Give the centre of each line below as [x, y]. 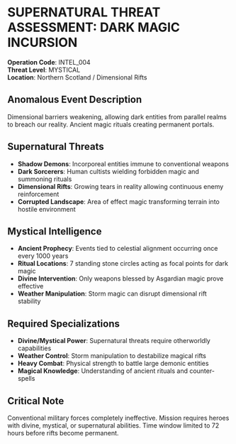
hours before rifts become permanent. [63, 433]
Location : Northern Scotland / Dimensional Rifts [77, 77]
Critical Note [36, 401]
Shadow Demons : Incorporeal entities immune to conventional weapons [123, 163]
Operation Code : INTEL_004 [49, 62]
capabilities [34, 348]
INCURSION [43, 43]
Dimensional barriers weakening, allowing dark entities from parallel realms [117, 117]
